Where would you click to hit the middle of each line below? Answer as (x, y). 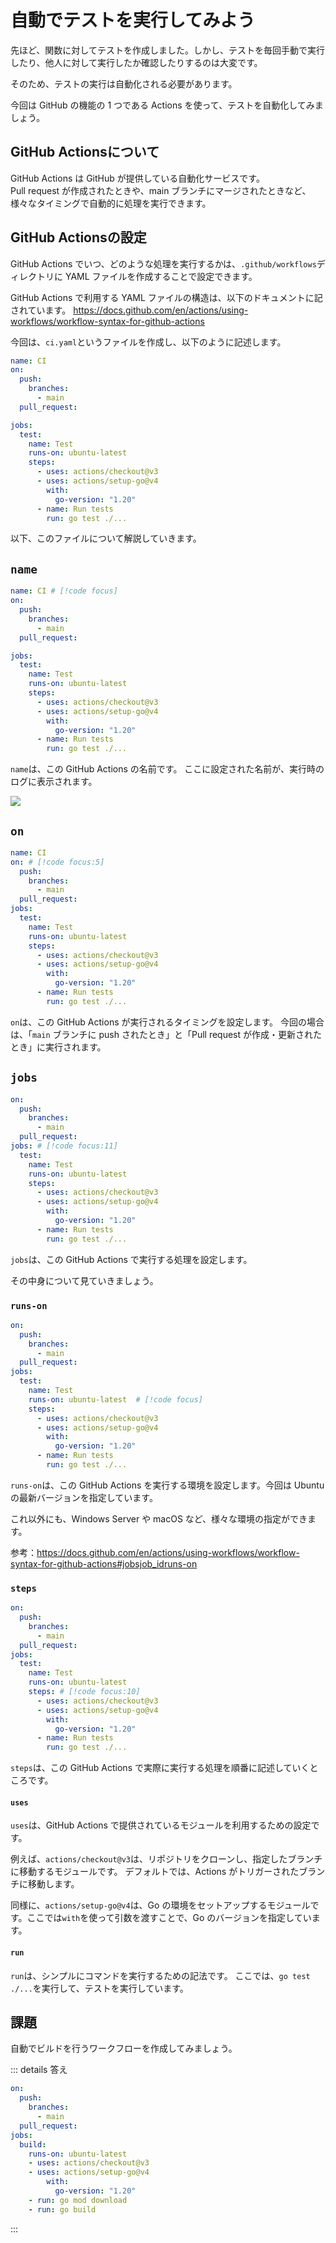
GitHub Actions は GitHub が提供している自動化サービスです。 (137, 178)
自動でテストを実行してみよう (133, 20)
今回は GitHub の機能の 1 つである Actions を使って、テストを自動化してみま (167, 105)
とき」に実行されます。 (58, 1047)
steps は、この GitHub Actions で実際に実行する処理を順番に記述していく (160, 1768)
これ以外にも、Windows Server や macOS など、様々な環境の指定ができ (159, 1518)
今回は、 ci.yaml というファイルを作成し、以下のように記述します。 (148, 342)
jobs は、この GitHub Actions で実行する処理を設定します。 (131, 1259)
